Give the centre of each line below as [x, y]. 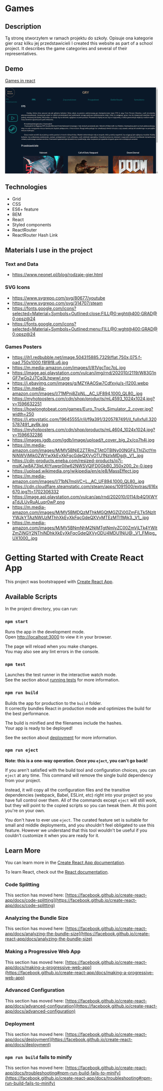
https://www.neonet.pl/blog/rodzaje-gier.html [57, 275]
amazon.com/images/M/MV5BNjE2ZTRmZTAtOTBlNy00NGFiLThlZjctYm [84, 450]
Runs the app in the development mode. [45, 632]
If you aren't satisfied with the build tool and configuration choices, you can [81, 770]
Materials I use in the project [49, 250]
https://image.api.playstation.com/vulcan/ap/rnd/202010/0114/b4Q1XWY [85, 497]
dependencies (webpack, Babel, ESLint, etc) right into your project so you [79, 795]
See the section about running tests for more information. [62, 680]
